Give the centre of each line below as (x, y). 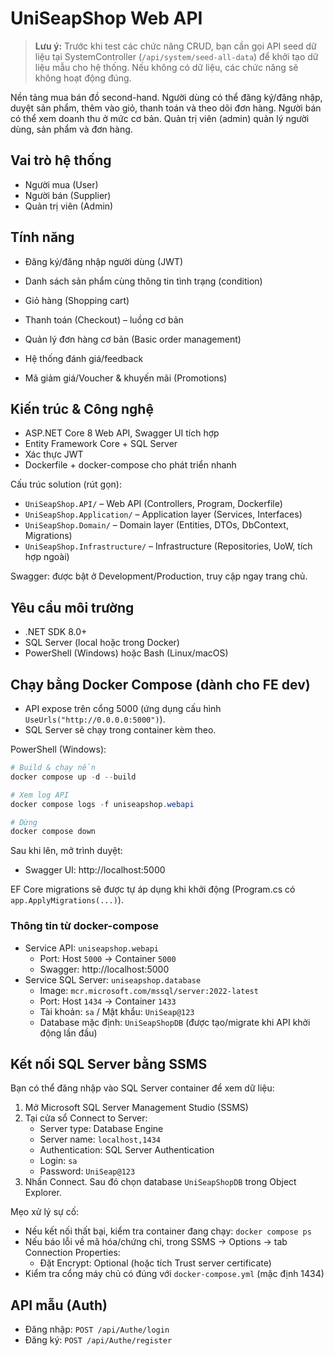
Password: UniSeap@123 (87, 1171)
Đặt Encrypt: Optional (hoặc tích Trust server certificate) (155, 1263)
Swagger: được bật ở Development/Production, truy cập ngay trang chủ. (159, 576)
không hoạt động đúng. (83, 78)
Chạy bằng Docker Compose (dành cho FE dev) (160, 684)
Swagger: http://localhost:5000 (104, 969)
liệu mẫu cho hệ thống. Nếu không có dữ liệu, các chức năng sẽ (166, 67)
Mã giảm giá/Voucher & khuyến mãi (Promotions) (126, 378)
